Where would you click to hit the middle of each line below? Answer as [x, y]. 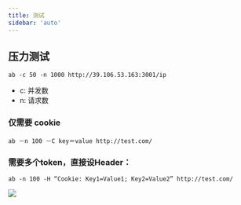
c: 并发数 [34, 90]
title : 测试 [26, 15]
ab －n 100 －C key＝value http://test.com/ [80, 141]
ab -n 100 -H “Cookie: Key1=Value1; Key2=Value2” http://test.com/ [121, 179]
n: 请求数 [34, 101]
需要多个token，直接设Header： [70, 162]
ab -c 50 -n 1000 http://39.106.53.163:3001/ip [88, 75]
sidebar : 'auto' [35, 23]
